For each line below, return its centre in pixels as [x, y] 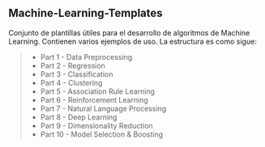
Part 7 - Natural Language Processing [103, 108]
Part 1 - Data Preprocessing [86, 57]
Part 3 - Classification [77, 74]
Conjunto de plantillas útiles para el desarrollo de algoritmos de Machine [129, 32]
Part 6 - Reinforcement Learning [94, 99]
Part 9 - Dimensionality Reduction [96, 125]
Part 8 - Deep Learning [79, 117]
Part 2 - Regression [73, 65]
